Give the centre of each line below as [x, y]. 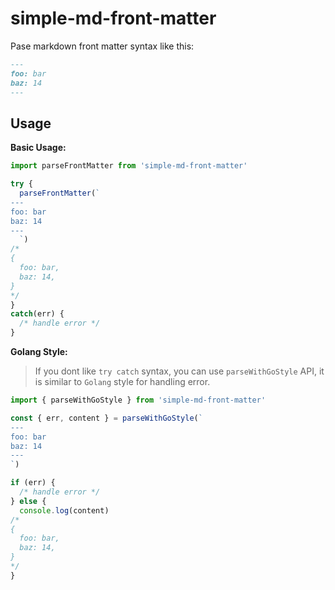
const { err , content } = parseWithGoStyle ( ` [106, 418]
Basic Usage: [38, 148]
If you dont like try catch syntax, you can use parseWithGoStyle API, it [179, 371]
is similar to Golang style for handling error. [122, 381]
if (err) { [33, 483]
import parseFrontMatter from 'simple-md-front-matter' [129, 166]
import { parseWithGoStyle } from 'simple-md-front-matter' [138, 400]
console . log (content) [64, 510]
